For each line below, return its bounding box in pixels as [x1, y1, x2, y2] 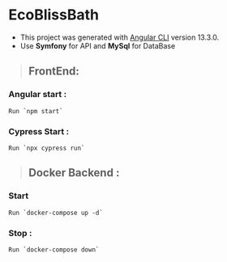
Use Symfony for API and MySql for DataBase [19, 40, 176, 50]
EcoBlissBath [8, 6, 100, 24]
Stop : [8, 227, 32, 239]
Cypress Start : [8, 125, 70, 137]
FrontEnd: [28, 65, 79, 78]
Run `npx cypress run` [8, 144, 85, 152]
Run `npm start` [8, 107, 63, 115]
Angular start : [8, 89, 67, 100]
